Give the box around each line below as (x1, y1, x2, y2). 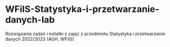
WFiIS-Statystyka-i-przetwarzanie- (5, 3, 160, 15)
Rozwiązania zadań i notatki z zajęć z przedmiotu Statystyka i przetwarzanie (5, 30, 165, 36)
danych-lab (5, 14, 55, 25)
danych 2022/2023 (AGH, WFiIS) (5, 36, 75, 42)
